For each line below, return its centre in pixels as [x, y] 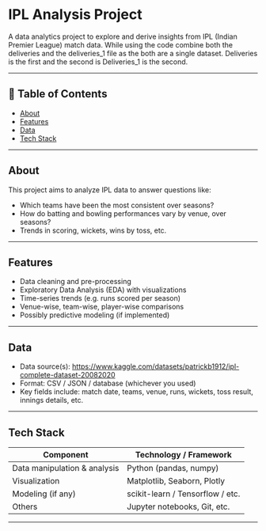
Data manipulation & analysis [66, 468]
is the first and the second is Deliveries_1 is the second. [98, 62]
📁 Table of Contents [58, 94]
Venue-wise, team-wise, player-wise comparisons [102, 307]
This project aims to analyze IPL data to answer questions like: [110, 190]
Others [25, 506]
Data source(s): [45, 366]
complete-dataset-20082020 [67, 375]
